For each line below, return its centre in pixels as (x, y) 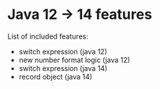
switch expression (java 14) (63, 68)
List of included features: (48, 36)
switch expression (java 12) (63, 51)
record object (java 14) (55, 76)
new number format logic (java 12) (74, 60)
